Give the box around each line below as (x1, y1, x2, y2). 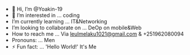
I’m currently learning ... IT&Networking (11, 18, 107, 25)
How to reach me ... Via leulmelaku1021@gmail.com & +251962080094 (11, 30, 184, 37)
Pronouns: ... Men (11, 37, 55, 43)
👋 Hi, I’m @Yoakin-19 (11, 6, 63, 12)
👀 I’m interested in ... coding (11, 12, 80, 19)
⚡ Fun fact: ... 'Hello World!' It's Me (11, 43, 97, 50)
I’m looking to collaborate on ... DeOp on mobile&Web (11, 24, 142, 31)
